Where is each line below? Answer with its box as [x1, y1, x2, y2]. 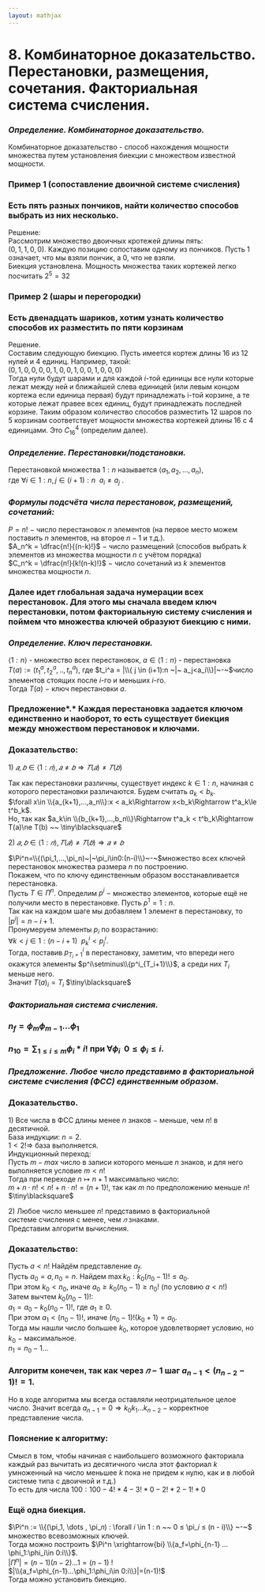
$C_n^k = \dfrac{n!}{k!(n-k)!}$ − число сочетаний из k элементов [8, 558, 226, 568]
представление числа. [8, 1413, 84, 1423]
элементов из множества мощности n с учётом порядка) [8, 550, 203, 559]
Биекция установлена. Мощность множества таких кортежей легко [8, 262, 237, 271]
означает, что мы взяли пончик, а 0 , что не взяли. [8, 253, 176, 263]
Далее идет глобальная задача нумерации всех [8, 586, 203, 597]
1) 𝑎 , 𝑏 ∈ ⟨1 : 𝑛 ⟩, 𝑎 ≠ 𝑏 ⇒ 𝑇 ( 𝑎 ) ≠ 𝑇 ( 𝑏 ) [8, 762, 122, 772]
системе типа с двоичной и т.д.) [8, 1476, 117, 1485]
